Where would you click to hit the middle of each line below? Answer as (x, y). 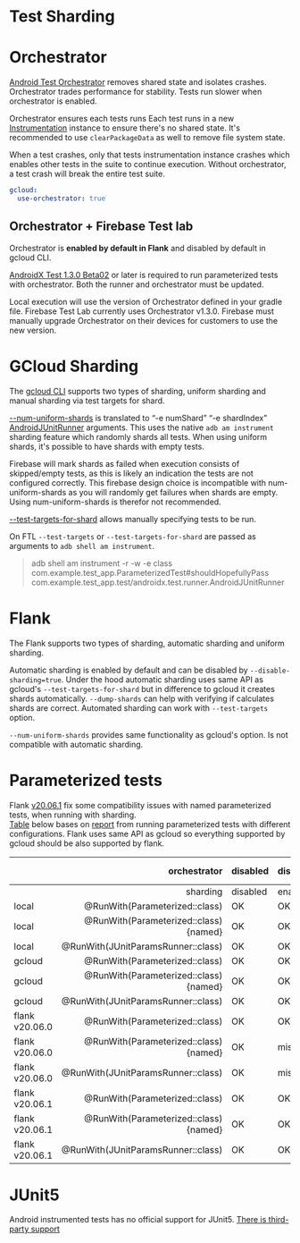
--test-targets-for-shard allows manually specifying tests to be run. (133, 519)
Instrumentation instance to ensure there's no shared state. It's (125, 128)
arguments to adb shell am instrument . (82, 545)
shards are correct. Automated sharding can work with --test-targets (139, 707)
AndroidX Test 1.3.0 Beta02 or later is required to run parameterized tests (144, 275)
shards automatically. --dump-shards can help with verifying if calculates (142, 698)
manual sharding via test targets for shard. (87, 401)
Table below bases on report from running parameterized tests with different (150, 824)
